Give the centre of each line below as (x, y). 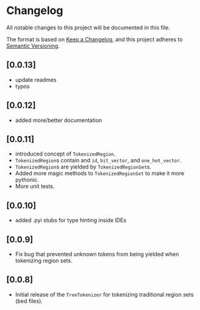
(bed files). (29, 301)
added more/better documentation (59, 120)
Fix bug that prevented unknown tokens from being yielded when (97, 254)
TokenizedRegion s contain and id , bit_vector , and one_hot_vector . (98, 160)
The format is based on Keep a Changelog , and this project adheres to (95, 39)
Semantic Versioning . (33, 46)
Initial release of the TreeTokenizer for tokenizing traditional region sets (104, 294)
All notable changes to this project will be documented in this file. (88, 27)
